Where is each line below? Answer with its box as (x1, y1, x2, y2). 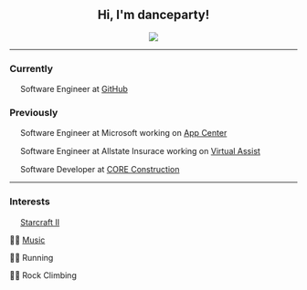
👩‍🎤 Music (9, 234, 46, 245)
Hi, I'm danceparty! (97, 7, 210, 23)
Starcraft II (19, 216, 60, 227)
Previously (9, 107, 58, 119)
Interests (9, 195, 50, 208)
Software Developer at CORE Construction (19, 164, 180, 175)
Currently (9, 62, 53, 75)
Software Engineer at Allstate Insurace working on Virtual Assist (19, 146, 260, 157)
